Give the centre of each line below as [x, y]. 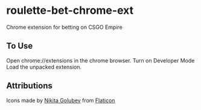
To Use [20, 46]
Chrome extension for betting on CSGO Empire [64, 27]
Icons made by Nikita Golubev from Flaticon [61, 100]
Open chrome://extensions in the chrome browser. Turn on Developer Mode [101, 60]
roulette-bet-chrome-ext [70, 11]
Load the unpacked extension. [44, 67]
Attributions [30, 86]
